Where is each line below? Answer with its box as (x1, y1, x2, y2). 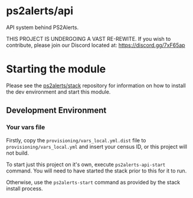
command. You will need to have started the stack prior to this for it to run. (6, 167, 187, 174)
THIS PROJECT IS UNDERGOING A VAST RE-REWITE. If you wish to (6, 35, 171, 42)
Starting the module (6, 62, 106, 76)
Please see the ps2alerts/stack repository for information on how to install (6, 82, 186, 89)
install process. (6, 185, 43, 192)
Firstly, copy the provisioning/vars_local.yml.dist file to (6, 136, 146, 143)
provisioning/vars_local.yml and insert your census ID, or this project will (6, 143, 188, 150)
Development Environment (6, 106, 107, 116)
